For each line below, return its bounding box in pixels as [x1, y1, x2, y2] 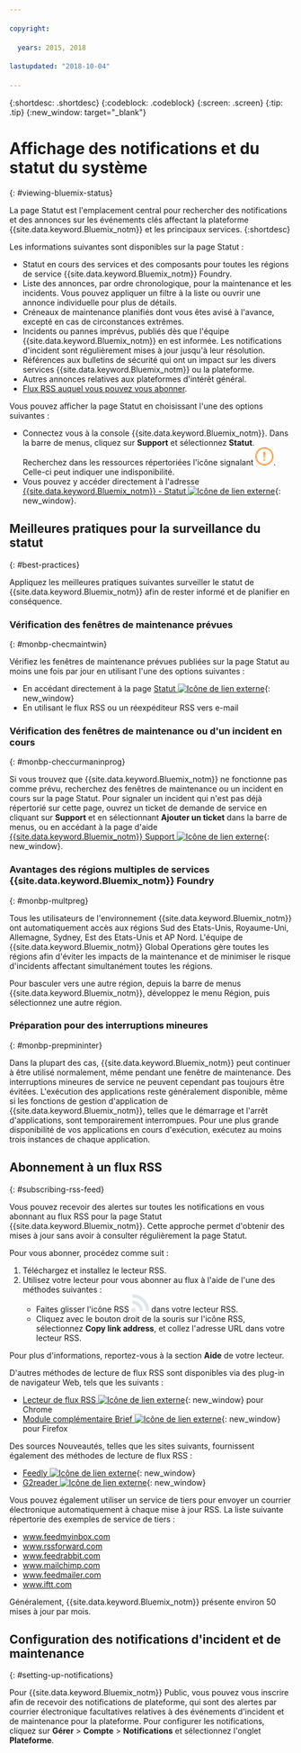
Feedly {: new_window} [22, 1468, 196, 1478]
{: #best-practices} [9, 559, 80, 570]
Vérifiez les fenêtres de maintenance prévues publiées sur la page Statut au [9, 655, 290, 666]
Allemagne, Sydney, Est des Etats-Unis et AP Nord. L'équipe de [9, 932, 243, 943]
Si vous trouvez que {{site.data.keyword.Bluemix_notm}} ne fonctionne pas [9, 774, 288, 785]
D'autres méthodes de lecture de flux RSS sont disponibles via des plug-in [9, 1367, 285, 1378]
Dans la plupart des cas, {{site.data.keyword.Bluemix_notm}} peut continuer [9, 1057, 291, 1068]
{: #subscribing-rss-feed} [9, 1184, 105, 1195]
